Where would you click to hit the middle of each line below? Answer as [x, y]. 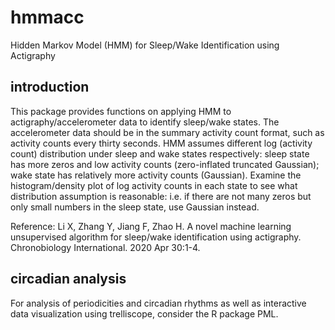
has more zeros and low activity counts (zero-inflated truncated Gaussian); [165, 164]
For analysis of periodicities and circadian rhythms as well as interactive [158, 303]
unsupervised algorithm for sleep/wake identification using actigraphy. [156, 237]
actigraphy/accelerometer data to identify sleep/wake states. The [145, 122]
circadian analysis [68, 279]
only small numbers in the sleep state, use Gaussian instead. [135, 207]
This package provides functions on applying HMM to [121, 111]
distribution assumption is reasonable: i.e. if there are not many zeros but [161, 196]
